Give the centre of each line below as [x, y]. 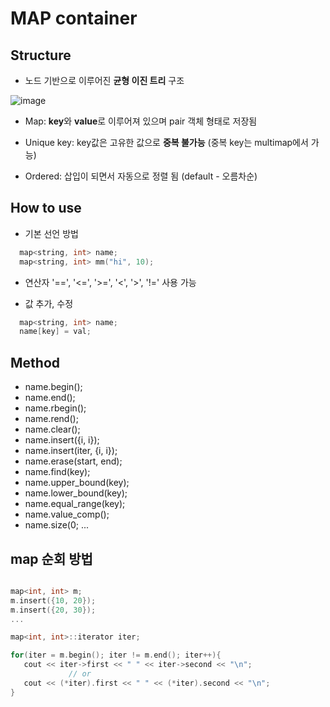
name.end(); [50, 398]
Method [35, 362]
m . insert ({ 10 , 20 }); [53, 600]
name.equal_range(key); [75, 504]
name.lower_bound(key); [76, 493]
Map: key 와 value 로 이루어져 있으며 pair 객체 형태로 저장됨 [141, 121]
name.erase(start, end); [73, 461]
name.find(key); [57, 472]
